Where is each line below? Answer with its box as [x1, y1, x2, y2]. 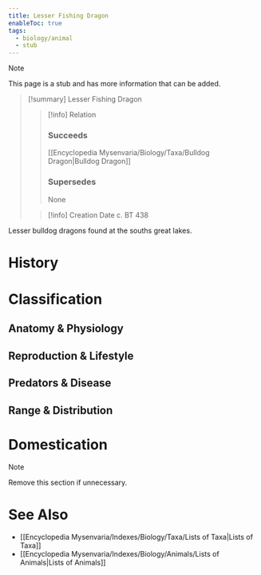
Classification [8, 290, 102, 309]
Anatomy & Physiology [8, 321, 124, 336]
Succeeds [47, 130, 88, 141]
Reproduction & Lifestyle [8, 349, 134, 362]
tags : [8, 26, 26, 34]
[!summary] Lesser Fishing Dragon [27, 94, 142, 104]
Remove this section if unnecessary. [8, 477, 128, 487]
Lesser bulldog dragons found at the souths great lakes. [8, 226, 192, 235]
